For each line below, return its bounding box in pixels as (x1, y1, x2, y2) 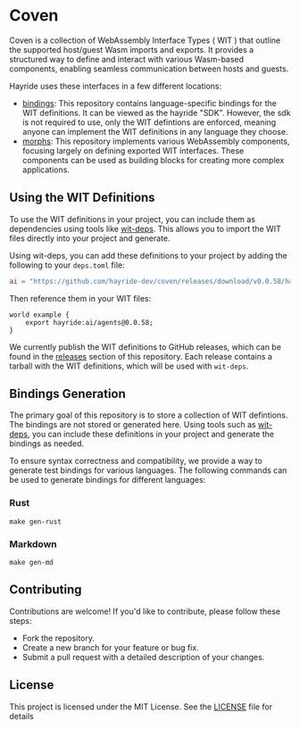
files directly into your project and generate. (9, 233, 171, 244)
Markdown (9, 537, 57, 550)
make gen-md (9, 559, 54, 567)
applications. (21, 164, 70, 175)
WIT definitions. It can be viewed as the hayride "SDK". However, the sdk (21, 107, 291, 118)
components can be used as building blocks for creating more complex (21, 154, 285, 165)
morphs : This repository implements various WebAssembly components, (21, 136, 290, 146)
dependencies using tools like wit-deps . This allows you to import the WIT (9, 223, 281, 234)
